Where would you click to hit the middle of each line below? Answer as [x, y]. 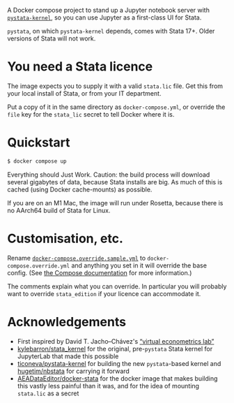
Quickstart [39, 143]
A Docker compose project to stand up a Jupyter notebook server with [109, 10]
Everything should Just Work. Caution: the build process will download [109, 175]
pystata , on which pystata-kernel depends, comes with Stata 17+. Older [111, 31]
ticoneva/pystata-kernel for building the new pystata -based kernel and [119, 363]
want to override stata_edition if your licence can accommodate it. [104, 293]
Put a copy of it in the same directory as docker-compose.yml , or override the [116, 107]
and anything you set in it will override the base [139, 265]
